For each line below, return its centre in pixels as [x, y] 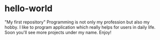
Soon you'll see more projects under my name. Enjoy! [58, 32]
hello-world [29, 9]
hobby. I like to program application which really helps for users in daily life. [80, 27]
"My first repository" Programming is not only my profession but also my [77, 22]
